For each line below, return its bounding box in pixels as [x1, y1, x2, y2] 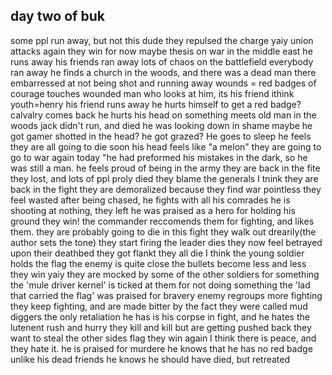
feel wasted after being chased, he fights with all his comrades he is [10, 194, 291, 206]
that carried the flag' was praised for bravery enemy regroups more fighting [10, 289, 323, 301]
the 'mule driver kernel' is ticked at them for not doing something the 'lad [10, 279, 311, 291]
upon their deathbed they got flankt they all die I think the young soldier [10, 247, 305, 259]
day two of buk [10, 8, 105, 25]
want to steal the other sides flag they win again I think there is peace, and [10, 332, 317, 344]
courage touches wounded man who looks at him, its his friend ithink [10, 87, 295, 99]
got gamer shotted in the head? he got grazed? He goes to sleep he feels [10, 130, 312, 142]
